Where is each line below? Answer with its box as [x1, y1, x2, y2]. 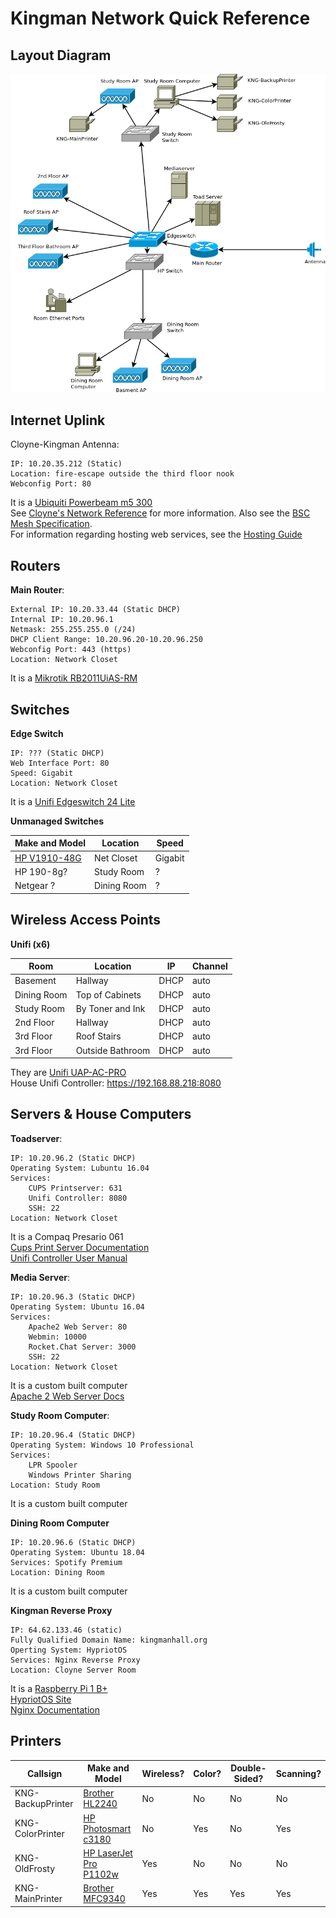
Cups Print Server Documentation [10, 1241, 150, 1253]
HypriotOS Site [10, 1693, 72, 1705]
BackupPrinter [14, 1798, 74, 1810]
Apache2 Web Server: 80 [28, 1322, 128, 1332]
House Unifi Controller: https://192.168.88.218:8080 [10, 1077, 222, 1089]
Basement [14, 975, 57, 987]
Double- [230, 1762, 267, 1774]
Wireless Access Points [10, 912, 162, 929]
